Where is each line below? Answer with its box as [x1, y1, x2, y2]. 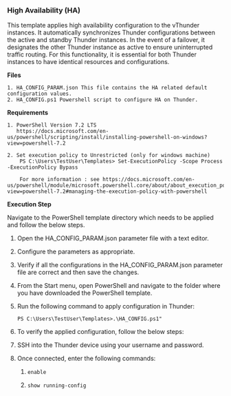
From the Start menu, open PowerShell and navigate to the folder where [16, 282, 221, 290]
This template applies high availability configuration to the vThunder [7, 21, 200, 30]
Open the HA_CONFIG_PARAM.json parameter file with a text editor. [16, 234, 209, 242]
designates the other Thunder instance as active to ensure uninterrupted [7, 43, 213, 52]
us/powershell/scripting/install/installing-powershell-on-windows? [7, 134, 208, 141]
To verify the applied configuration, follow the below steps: [16, 328, 184, 336]
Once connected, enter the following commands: [16, 354, 156, 363]
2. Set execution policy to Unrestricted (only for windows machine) [7, 152, 211, 159]
